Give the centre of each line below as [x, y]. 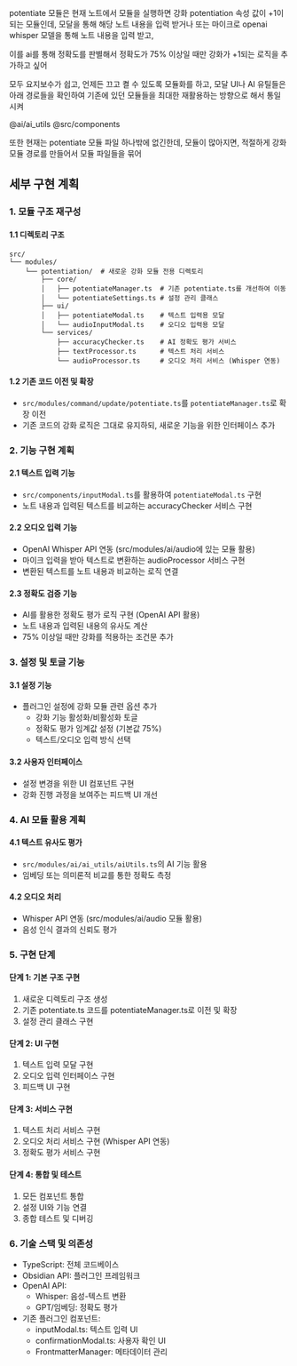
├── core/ [59, 279]
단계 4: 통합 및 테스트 [46, 1175]
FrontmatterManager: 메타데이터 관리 [102, 1351]
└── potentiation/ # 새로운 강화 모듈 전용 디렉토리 [114, 271]
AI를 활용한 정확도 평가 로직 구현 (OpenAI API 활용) [111, 615]
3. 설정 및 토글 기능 [47, 662]
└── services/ [67, 332]
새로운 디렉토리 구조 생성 [65, 999]
